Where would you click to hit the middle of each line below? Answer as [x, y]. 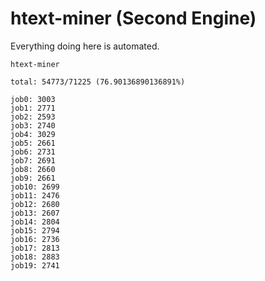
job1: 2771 [33, 108]
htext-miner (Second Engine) [133, 18]
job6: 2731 [33, 152]
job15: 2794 [35, 230]
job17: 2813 [35, 248]
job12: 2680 [35, 204]
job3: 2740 [33, 125]
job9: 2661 [33, 178]
